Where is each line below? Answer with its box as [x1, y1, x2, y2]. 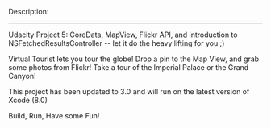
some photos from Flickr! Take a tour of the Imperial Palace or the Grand [8, 63, 249, 72]
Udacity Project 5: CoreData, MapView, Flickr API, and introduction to [8, 30, 238, 39]
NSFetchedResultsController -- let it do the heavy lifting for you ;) [8, 39, 225, 47]
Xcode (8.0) [8, 96, 48, 105]
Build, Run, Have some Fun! [8, 111, 100, 120]
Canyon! [8, 72, 36, 81]
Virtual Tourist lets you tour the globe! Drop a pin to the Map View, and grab [8, 54, 260, 64]
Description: [8, 7, 49, 16]
